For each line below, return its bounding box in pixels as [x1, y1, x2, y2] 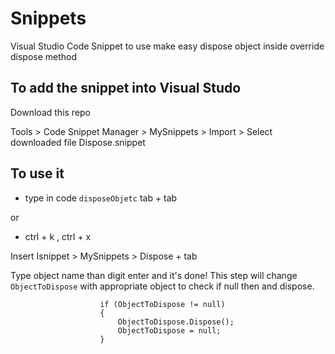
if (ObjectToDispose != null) [99, 299, 226, 309]
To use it [10, 165, 65, 182]
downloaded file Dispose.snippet [10, 136, 146, 148]
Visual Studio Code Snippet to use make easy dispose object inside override [10, 40, 325, 52]
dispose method [10, 50, 78, 62]
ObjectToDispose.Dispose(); [117, 317, 235, 327]
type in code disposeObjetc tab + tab [24, 192, 178, 204]
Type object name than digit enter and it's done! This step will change [10, 269, 298, 281]
